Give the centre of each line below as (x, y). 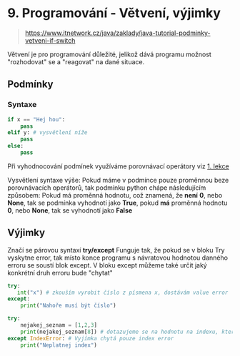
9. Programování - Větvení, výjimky (114, 13)
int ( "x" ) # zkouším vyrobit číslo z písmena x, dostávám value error (122, 293)
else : (15, 146)
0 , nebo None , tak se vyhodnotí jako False (70, 210)
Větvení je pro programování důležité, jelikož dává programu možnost (110, 54)
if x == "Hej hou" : (36, 119)
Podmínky (30, 85)
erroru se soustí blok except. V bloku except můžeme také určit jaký (107, 265)
